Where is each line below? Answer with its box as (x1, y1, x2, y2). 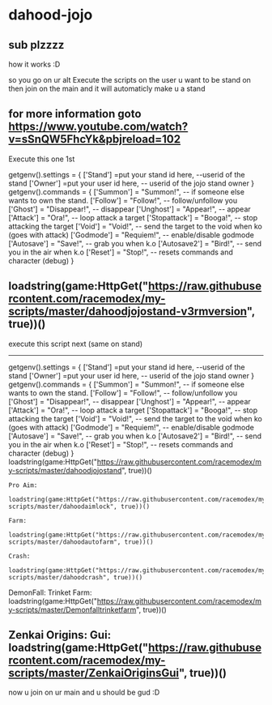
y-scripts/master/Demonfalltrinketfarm (8, 605, 137, 614)
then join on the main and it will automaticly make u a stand (8, 83, 206, 93)
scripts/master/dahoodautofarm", (8, 537, 121, 546)
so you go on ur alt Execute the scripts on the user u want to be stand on (8, 75, 251, 84)
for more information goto (8, 107, 142, 121)
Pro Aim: (8, 481, 38, 489)
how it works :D (8, 59, 61, 69)
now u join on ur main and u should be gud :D (8, 687, 160, 698)
